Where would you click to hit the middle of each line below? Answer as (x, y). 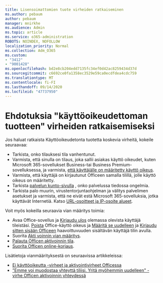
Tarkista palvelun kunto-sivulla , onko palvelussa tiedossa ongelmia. (81, 186)
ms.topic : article (24, 32)
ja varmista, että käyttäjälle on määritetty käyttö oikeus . (98, 170)
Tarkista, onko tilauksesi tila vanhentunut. (54, 154)
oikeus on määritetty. (33, 180)
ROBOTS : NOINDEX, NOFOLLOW (33, 42)
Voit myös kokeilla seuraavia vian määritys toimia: (55, 211)
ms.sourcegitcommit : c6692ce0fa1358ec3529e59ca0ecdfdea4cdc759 (71, 73)
